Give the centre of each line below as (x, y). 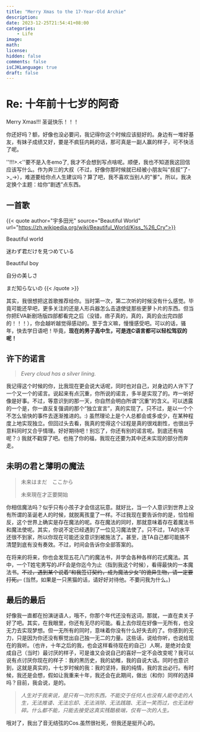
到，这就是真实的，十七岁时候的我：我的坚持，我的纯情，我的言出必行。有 (97, 668)
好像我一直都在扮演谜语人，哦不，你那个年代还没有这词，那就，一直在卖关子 (100, 616)
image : (14, 39)
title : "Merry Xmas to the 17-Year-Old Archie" (66, 12)
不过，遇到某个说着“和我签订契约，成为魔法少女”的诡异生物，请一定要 (107, 572)
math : (13, 45)
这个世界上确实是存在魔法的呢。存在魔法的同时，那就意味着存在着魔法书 (105, 522)
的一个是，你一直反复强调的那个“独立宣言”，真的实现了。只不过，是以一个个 (100, 408)
